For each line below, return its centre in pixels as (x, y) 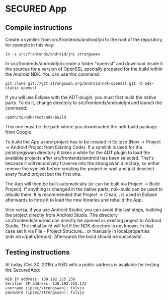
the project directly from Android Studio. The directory (62, 215)
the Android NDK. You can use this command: (53, 74)
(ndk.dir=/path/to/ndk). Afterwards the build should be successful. (74, 236)
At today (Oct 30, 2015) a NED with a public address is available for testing (82, 264)
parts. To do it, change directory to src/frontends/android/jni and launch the (84, 103)
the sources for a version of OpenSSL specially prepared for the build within (84, 69)
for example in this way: (30, 45)
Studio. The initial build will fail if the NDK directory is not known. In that (79, 226)
